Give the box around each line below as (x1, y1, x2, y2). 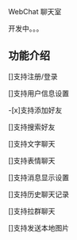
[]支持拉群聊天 (8, 206, 56, 215)
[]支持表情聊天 (8, 155, 56, 165)
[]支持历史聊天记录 (8, 189, 70, 199)
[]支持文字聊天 (8, 139, 56, 148)
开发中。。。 (8, 24, 44, 33)
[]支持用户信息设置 (8, 88, 70, 97)
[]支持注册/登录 (8, 71, 58, 81)
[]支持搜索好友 (8, 122, 56, 131)
